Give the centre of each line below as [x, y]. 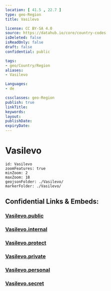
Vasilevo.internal [26, 230]
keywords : [15, 112]
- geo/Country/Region [28, 65]
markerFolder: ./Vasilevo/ [33, 186]
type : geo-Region [23, 15]
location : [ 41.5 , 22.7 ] [33, 10]
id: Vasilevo [19, 164]
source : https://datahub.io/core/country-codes [56, 33]
